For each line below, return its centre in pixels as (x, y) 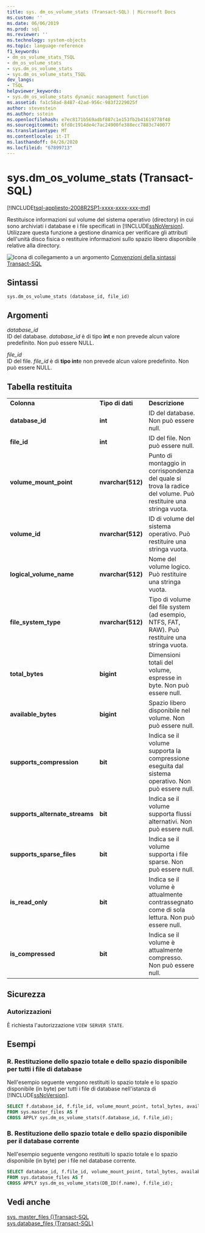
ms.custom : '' (25, 18)
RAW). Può (164, 630)
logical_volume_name (42, 574)
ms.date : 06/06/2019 (33, 23)
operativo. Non (170, 781)
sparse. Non (166, 862)
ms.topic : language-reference (45, 46)
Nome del (162, 559)
